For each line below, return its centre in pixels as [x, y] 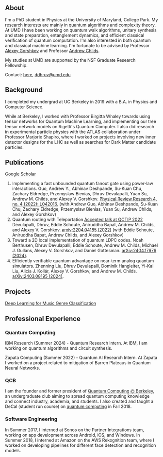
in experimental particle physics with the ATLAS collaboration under [73, 132]
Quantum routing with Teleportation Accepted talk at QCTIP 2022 [77, 220]
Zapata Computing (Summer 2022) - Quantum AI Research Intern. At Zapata [81, 357]
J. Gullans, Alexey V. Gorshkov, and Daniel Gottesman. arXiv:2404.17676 [84, 251]
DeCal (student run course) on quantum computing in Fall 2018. [68, 406]
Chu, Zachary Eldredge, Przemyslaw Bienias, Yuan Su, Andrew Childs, [82, 209]
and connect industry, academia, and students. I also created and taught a [79, 401]
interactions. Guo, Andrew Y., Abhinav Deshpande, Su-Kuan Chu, [77, 188]
